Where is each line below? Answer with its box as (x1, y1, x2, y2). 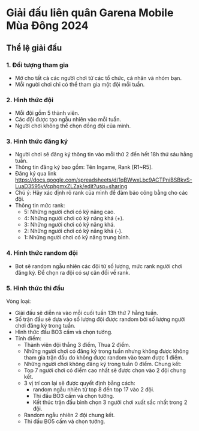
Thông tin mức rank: (14, 202, 65, 209)
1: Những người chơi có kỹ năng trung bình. (23, 234, 131, 241)
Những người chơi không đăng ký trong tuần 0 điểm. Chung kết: (23, 361, 182, 368)
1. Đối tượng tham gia (6, 61, 69, 69)
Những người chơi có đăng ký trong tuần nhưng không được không (23, 347, 189, 355)
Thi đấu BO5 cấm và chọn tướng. (23, 418, 105, 425)
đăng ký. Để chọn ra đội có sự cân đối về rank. (14, 269, 131, 276)
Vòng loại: (6, 298, 31, 305)
